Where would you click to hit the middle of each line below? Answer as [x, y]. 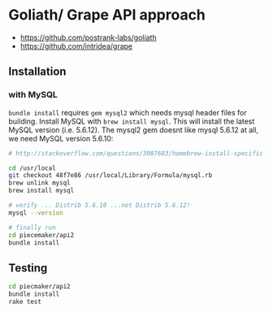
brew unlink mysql [39, 183]
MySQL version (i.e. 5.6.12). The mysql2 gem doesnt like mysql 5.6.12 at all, [133, 130]
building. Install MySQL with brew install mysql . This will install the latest [132, 121]
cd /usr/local [32, 168]
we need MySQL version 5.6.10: [61, 138]
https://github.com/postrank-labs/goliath [88, 37]
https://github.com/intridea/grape [76, 45]
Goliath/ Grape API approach [107, 15]
